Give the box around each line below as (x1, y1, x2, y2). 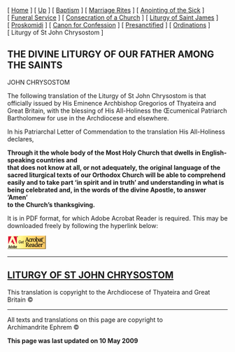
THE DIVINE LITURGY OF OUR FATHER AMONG (7, 48, 215, 60)
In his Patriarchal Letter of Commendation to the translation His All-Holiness (7, 127, 225, 136)
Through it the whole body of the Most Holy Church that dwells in (7, 148, 201, 157)
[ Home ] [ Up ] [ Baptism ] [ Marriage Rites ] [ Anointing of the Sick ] (7, 6, 205, 14)
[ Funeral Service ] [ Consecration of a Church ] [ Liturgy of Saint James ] (7, 13, 219, 22)
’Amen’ (7, 192, 28, 202)
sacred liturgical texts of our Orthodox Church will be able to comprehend (7, 171, 226, 179)
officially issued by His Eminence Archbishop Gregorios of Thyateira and (7, 99, 217, 107)
